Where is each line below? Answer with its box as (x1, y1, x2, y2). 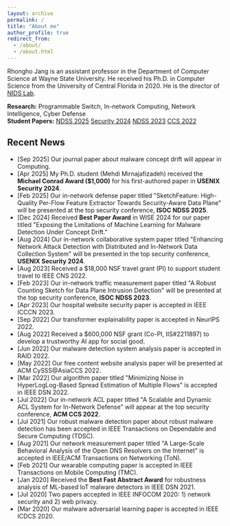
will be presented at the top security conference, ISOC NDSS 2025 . (16, 206, 208, 214)
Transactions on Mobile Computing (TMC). (16, 468, 139, 477)
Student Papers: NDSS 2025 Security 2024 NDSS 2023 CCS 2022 (7, 117, 197, 125)
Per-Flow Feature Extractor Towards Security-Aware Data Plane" (38, 198, 222, 206)
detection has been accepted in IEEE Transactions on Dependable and (16, 425, 216, 433)
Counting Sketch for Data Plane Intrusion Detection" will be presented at (16, 286, 222, 294)
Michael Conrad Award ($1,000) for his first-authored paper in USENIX (16, 176, 220, 185)
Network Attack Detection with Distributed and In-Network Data (16, 242, 198, 250)
